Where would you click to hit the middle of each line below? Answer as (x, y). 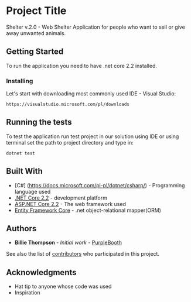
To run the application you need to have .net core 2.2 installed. (81, 66)
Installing (20, 81)
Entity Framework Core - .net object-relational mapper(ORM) (88, 210)
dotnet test (21, 153)
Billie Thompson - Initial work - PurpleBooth (68, 243)
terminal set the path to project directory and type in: (70, 142)
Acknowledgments (42, 272)
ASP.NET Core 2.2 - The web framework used (70, 204)
